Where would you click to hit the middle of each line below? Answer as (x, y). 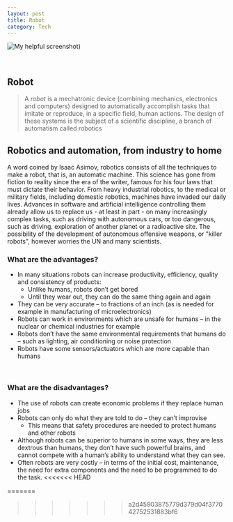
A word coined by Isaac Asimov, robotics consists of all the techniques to (112, 167)
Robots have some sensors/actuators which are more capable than (113, 349)
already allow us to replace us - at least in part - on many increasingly (107, 211)
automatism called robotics (63, 128)
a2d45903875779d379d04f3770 (176, 504)
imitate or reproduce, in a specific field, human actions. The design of (124, 114)
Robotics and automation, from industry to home (115, 150)
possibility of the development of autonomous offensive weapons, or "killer (115, 234)
